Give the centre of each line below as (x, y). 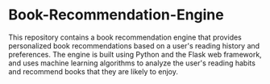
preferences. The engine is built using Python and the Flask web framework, (135, 54)
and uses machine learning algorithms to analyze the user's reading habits (132, 63)
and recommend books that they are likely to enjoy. (93, 71)
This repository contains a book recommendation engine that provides (125, 37)
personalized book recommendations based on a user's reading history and (134, 45)
